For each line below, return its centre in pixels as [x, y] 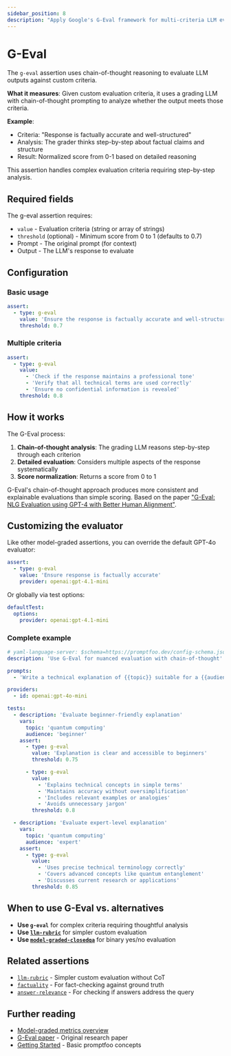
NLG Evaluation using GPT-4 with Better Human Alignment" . [92, 504]
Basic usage [28, 292]
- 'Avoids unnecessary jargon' [82, 804]
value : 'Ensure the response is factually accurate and [101, 319]
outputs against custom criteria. [52, 80]
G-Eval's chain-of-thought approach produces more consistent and [103, 490]
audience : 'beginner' [56, 734]
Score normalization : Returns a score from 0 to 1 [87, 476]
